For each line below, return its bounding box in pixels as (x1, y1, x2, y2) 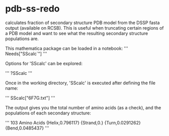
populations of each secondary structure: (5, 110, 92, 116)
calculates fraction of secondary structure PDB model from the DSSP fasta (5, 20, 160, 26)
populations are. (5, 36, 39, 42)
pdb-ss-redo (5, 3, 60, 15)
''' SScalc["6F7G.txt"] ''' (5, 95, 55, 101)
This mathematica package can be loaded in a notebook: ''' (5, 45, 128, 51)
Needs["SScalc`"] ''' (5, 51, 47, 57)
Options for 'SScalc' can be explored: (5, 60, 83, 66)
